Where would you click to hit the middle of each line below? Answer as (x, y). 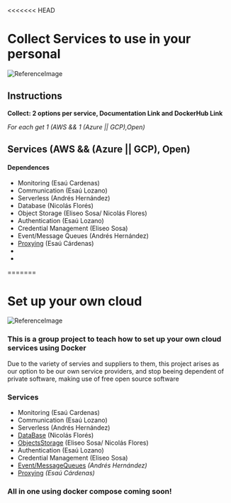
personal (34, 54)
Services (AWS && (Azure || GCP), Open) (99, 150)
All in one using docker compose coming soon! (90, 491)
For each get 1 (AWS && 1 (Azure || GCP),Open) (76, 126)
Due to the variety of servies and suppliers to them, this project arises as (113, 363)
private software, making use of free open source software (93, 379)
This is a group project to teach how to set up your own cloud (114, 339)
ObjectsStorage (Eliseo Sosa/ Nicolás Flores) (83, 443)
